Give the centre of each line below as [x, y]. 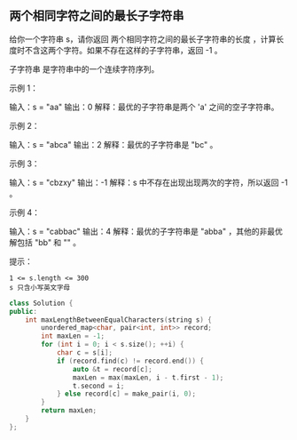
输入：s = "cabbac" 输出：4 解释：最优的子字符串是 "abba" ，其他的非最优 [146, 231]
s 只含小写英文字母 [40, 287]
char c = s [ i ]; [85, 353]
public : [23, 311]
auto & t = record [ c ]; [112, 369]
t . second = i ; [98, 386]
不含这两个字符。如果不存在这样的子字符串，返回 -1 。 [124, 50]
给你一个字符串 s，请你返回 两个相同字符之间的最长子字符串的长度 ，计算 [143, 39]
